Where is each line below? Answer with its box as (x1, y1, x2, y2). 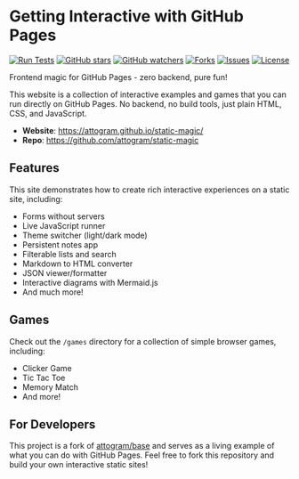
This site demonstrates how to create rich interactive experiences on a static (9, 184, 290, 195)
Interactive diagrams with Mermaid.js (21, 277, 158, 288)
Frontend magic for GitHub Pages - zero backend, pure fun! (9, 71, 228, 82)
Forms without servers (21, 211, 105, 222)
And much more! (21, 287, 84, 297)
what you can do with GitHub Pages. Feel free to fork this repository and (9, 450, 274, 460)
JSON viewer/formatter (21, 267, 108, 278)
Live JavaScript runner (21, 220, 106, 231)
